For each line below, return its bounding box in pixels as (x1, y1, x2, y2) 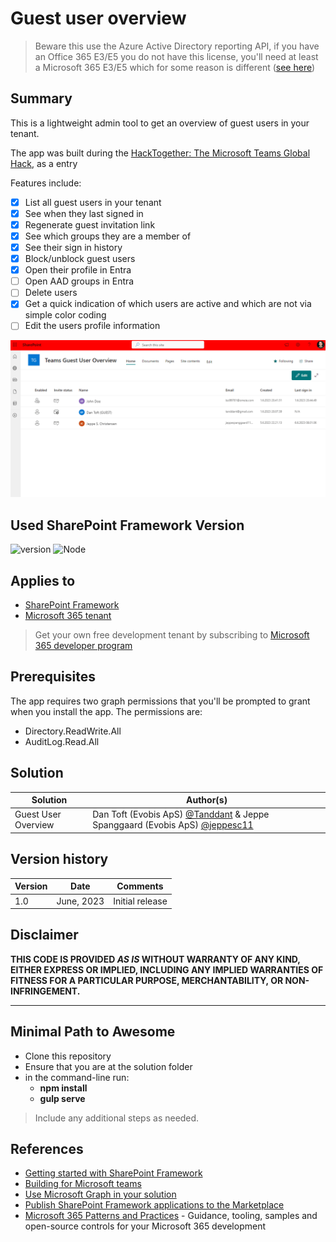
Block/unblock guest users (24, 253, 136, 265)
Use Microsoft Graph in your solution (24, 1188, 177, 1201)
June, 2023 (56, 895, 105, 907)
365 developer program (34, 640, 133, 652)
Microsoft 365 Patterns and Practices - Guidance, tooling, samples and (24, 1210, 318, 1222)
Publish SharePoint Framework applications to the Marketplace (24, 1199, 285, 1211)
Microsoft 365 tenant (24, 610, 112, 622)
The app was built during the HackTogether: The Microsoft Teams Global (10, 147, 311, 159)
